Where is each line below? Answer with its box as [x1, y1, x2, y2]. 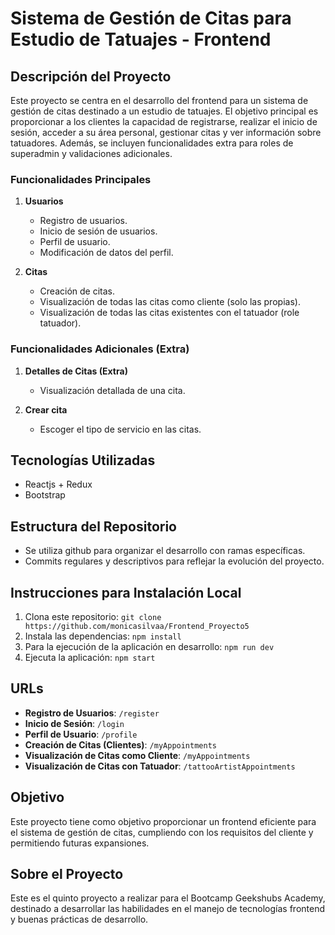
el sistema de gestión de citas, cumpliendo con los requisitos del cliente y [10, 826, 314, 838]
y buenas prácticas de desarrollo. [10, 913, 149, 926]
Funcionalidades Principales [10, 172, 152, 186]
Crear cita [24, 403, 68, 416]
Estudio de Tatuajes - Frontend [10, 28, 272, 51]
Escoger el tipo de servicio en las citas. [39, 423, 202, 435]
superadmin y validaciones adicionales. [10, 148, 173, 159]
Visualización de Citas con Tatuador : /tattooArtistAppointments [24, 760, 296, 772]
